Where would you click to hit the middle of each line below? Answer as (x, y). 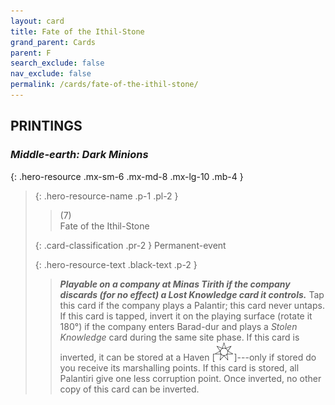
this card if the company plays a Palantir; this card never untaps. (192, 305)
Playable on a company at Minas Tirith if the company (175, 284)
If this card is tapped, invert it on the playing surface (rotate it (186, 316)
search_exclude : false (57, 63)
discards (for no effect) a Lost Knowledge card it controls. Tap (192, 294)
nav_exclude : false (51, 74)
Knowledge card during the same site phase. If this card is (179, 337)
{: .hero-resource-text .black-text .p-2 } (116, 264)
